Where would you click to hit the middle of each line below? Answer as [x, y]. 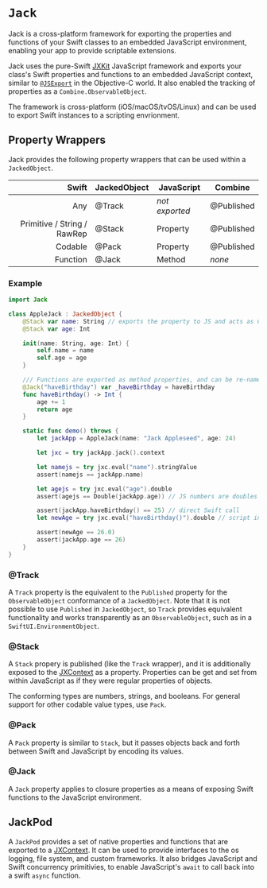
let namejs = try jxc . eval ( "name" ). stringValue [117, 467]
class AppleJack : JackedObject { [66, 314]
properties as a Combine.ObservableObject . [77, 91]
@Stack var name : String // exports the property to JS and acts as [138, 321]
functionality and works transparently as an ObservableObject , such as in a [130, 617]
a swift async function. [44, 875]
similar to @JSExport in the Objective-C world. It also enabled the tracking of [132, 83]
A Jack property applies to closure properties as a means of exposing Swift [131, 789]
